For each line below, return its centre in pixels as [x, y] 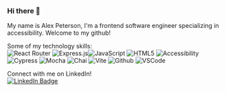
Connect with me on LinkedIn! [49, 74]
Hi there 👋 [24, 11]
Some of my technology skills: [50, 46]
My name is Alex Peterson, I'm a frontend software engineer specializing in [113, 26]
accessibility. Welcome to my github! [59, 33]
